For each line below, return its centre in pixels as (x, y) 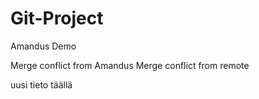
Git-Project (57, 18)
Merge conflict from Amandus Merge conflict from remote (130, 65)
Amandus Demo (43, 46)
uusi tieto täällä (41, 84)
